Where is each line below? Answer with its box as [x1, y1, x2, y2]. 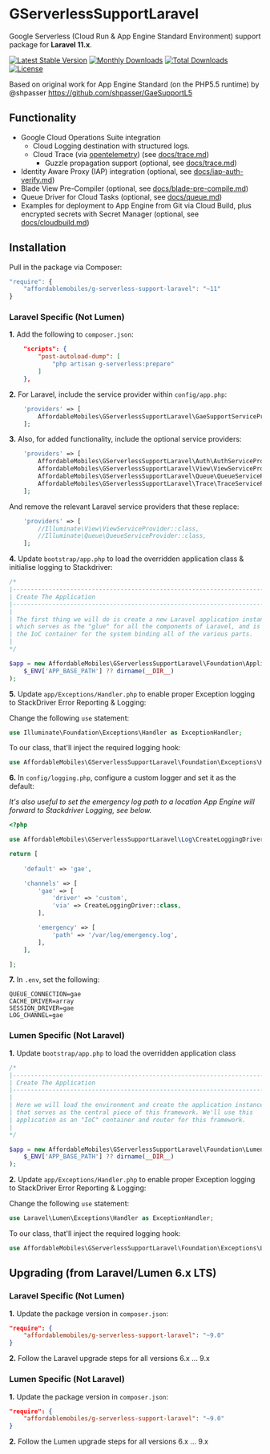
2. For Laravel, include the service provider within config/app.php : [9, 390, 228, 399]
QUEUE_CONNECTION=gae [9, 991, 82, 999]
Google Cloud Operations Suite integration [20, 132, 161, 142]
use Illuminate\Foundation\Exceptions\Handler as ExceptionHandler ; [9, 729, 243, 737]
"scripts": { [23, 345, 67, 353]
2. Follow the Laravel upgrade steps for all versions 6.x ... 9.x [9, 1354, 211, 1363]
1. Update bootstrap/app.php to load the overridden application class [9, 1048, 236, 1058]
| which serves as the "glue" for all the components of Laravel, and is [9, 623, 261, 631]
